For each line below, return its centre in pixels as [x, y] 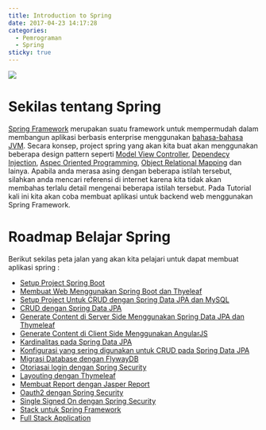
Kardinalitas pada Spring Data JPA [76, 342]
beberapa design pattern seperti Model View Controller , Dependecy [119, 154]
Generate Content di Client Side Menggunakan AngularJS [114, 333]
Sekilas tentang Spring [85, 107]
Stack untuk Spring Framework [70, 409]
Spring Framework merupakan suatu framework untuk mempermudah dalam [133, 129]
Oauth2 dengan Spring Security [71, 392]
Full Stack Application [55, 417]
